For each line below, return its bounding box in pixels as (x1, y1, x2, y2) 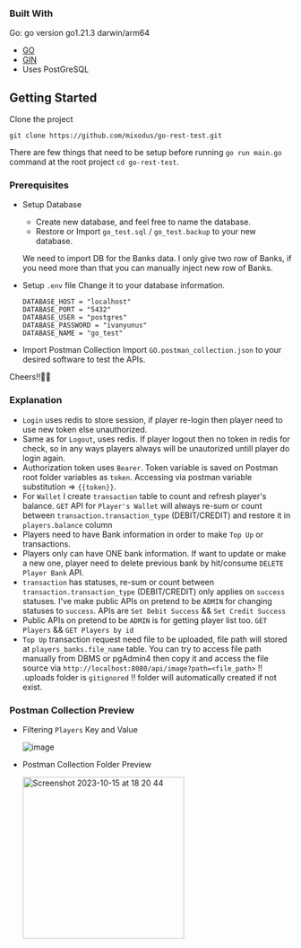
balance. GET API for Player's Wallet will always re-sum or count (21, 500, 262, 511)
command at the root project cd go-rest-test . (9, 156, 179, 168)
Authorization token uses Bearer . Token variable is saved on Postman (21, 461, 279, 473)
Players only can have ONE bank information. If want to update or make (21, 548, 287, 558)
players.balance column (21, 519, 113, 530)
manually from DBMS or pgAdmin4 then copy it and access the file (21, 653, 269, 663)
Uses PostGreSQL (21, 64, 90, 75)
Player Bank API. (21, 566, 84, 577)
